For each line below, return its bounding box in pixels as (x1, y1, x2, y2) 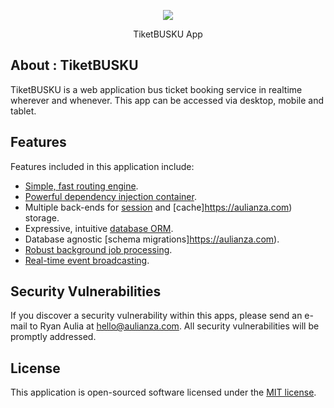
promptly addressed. (10, 331, 97, 343)
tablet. (10, 105, 37, 117)
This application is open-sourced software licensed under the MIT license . (10, 386, 317, 399)
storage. (24, 211, 60, 224)
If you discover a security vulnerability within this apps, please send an (10, 310, 303, 322)
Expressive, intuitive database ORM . (24, 222, 174, 234)
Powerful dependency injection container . (24, 190, 197, 202)
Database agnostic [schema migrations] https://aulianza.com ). (24, 233, 280, 245)
